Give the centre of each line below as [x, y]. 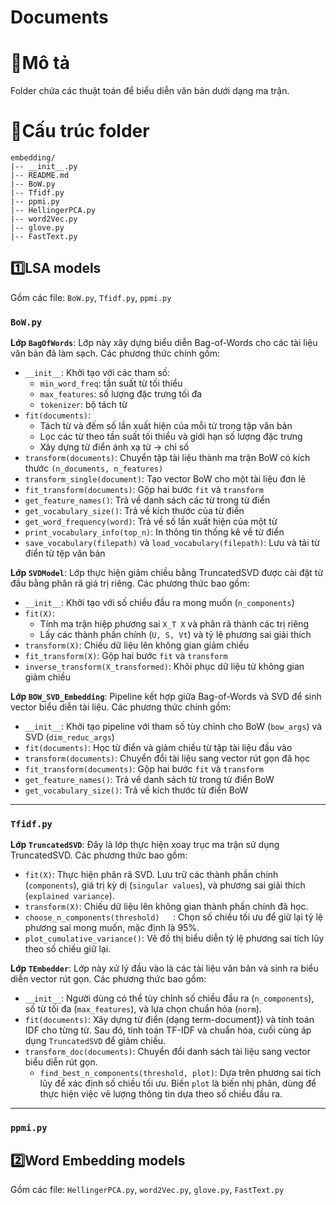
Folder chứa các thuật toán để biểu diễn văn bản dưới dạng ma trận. [150, 91]
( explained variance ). [69, 896]
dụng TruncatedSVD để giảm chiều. [95, 1041]
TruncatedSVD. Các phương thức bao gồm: [99, 855]
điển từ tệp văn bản [65, 553]
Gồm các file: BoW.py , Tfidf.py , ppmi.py [91, 297]
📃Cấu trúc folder [80, 131]
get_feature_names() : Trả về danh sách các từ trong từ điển [147, 500]
